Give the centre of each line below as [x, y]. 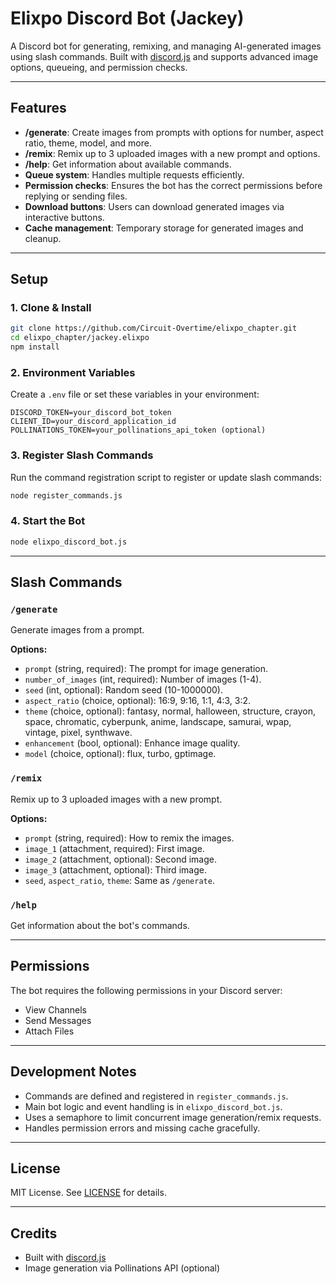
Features [38, 108]
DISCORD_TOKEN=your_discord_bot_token [91, 413]
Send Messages [58, 1020]
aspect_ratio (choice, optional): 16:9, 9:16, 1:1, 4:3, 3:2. [138, 701]
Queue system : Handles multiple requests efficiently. [134, 174]
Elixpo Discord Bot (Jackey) [127, 18]
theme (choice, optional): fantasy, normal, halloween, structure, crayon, [170, 711]
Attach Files [49, 1031]
